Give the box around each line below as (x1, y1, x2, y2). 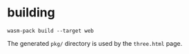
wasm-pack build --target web (7, 27, 94, 34)
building (7, 5, 55, 21)
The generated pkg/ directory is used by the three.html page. (7, 39, 183, 47)
